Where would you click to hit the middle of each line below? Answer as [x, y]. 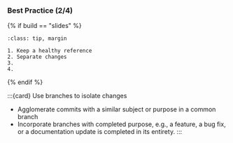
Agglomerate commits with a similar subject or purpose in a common [116, 109]
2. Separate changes [37, 57]
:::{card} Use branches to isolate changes [67, 96]
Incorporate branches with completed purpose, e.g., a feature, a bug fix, [121, 124]
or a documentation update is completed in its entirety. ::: [100, 132]
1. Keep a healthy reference [50, 51]
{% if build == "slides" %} [44, 26]
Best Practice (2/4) [40, 11]
